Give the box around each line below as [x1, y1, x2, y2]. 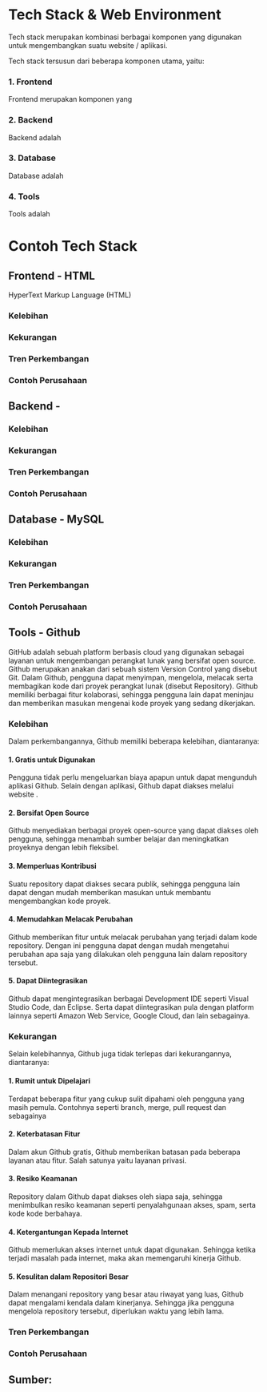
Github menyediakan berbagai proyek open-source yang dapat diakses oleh [8, 825, 259, 835]
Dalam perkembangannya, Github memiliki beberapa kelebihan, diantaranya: [8, 736, 260, 746]
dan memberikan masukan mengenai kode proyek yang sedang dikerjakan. [8, 698, 256, 708]
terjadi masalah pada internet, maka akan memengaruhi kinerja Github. [8, 1253, 241, 1263]
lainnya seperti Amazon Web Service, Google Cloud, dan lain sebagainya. [8, 1011, 250, 1021]
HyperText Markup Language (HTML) [8, 290, 132, 300]
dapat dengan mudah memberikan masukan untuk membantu [8, 887, 212, 897]
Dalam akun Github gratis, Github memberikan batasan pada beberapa [8, 1147, 241, 1156]
